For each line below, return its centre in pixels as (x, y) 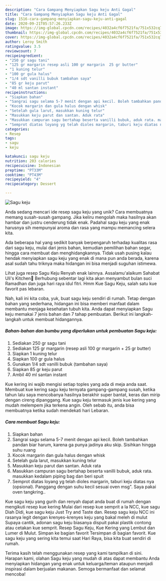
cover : (12, 38)
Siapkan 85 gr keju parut (37, 369)
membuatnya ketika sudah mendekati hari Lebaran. (57, 410)
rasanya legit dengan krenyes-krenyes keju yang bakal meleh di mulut (76, 517)
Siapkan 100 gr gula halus (39, 359)
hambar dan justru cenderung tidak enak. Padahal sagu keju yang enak (77, 222)
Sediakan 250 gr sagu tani (39, 343)
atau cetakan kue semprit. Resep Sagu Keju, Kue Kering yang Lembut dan (80, 528)
